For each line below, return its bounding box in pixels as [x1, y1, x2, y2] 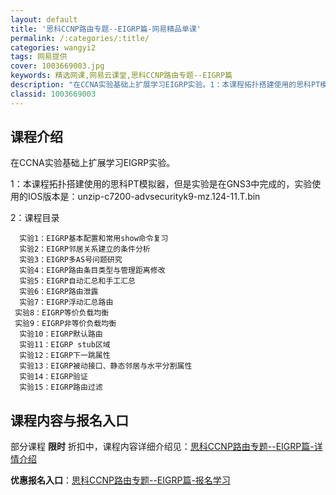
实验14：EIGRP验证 [19, 372, 88, 382]
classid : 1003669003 [10, 89, 97, 99]
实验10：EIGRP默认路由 [19, 329, 103, 340]
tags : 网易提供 [10, 52, 68, 62]
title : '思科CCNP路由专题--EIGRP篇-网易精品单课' [10, 24, 202, 34]
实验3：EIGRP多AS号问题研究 [19, 255, 123, 265]
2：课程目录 [10, 212, 60, 224]
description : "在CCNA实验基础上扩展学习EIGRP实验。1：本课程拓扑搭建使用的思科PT [10, 80, 321, 90]
